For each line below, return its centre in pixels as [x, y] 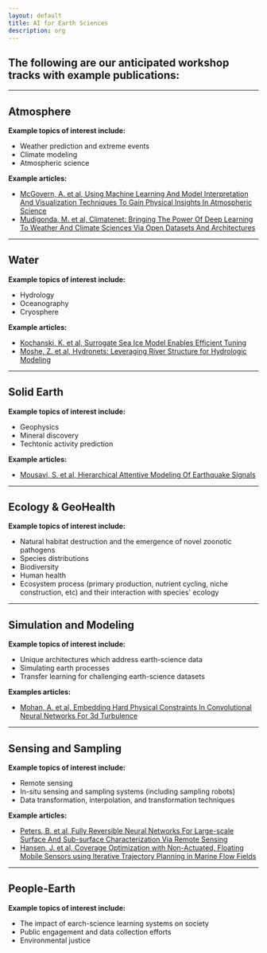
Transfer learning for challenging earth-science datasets [112, 677]
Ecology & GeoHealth [62, 507]
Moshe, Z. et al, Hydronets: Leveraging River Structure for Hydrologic [133, 351]
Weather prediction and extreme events [84, 146]
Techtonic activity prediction [66, 444]
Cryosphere [39, 312]
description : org [37, 30]
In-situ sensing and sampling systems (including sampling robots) [128, 792]
